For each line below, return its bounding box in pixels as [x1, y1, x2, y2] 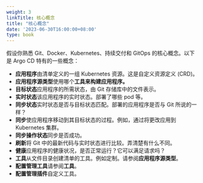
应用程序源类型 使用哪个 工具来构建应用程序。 [15, 78, 128, 85]
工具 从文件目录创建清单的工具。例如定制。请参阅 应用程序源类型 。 [15, 155, 182, 162]
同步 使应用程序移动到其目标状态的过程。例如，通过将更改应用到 [15, 116, 176, 123]
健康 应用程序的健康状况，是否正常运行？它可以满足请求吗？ [15, 147, 166, 154]
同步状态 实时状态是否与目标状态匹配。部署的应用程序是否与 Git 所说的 [15, 101, 192, 108]
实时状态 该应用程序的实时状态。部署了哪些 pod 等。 [15, 93, 147, 101]
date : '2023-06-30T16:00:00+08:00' [6, 26, 97, 33]
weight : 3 [6, 9, 32, 15]
